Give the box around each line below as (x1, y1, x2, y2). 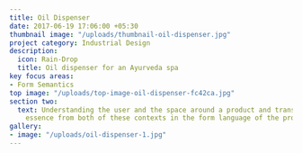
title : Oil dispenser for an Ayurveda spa (17, 64, 179, 73)
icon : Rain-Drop (17, 55, 78, 64)
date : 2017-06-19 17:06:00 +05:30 (9, 22, 139, 31)
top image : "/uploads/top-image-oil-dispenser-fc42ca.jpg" (9, 88, 235, 97)
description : (9, 47, 58, 56)
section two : (9, 96, 58, 106)
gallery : (9, 122, 42, 131)
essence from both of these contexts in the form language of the (25, 113, 280, 122)
